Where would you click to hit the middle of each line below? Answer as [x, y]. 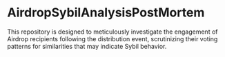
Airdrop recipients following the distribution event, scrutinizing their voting [112, 38]
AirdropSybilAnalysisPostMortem [106, 13]
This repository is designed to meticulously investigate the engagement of [112, 32]
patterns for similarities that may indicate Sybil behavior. [87, 46]
